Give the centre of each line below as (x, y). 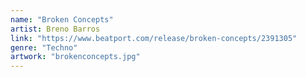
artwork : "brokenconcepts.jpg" (75, 57)
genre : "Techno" (44, 47)
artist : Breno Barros (55, 29)
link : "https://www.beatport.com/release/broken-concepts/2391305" (154, 38)
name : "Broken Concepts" (62, 19)
